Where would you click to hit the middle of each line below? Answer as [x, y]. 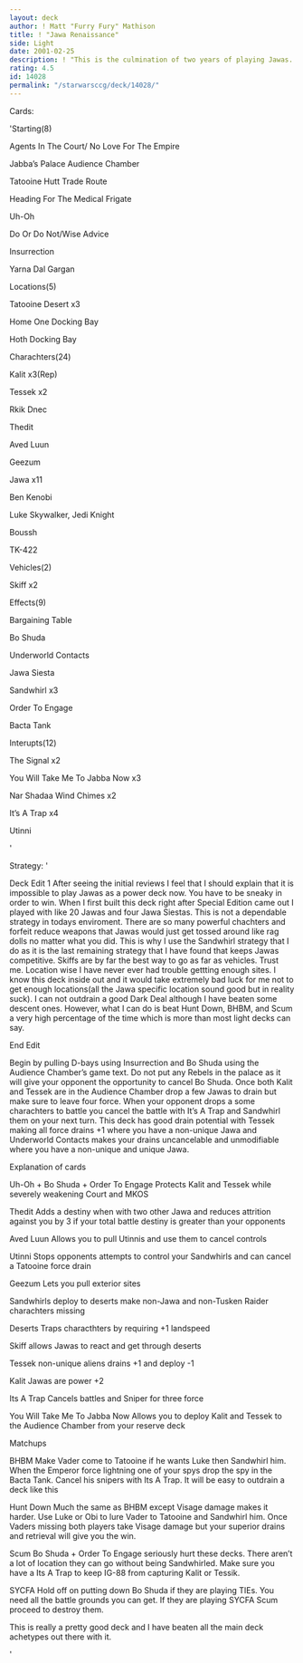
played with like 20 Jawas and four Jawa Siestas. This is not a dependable [148, 912]
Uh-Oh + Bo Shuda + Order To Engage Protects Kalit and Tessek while [140, 1184]
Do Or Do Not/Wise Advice [59, 234]
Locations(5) [33, 286]
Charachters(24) [40, 356]
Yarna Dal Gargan [42, 269]
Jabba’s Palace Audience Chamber [75, 163]
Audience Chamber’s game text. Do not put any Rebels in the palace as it [145, 1072]
